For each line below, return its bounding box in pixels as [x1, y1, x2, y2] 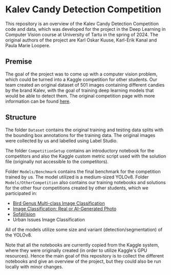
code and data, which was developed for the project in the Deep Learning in [5, 26, 166, 32]
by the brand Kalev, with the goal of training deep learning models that [5, 87, 154, 93]
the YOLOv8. [5, 232, 32, 238]
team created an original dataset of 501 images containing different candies [5, 82, 165, 88]
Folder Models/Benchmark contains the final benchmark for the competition [5, 168, 161, 174]
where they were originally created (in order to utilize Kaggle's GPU [5, 247, 147, 253]
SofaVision [12, 211, 36, 217]
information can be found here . [5, 98, 71, 104]
